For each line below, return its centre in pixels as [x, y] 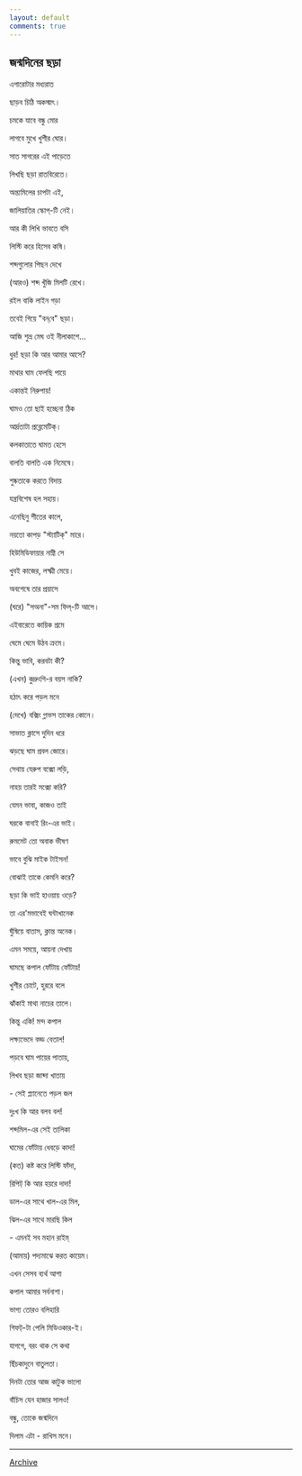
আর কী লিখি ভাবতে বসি [39, 228]
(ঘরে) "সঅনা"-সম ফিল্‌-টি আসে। [55, 607]
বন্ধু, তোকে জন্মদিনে [34, 1418]
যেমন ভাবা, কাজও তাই [38, 805]
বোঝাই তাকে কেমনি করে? [42, 877]
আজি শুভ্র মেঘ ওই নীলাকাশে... [48, 337]
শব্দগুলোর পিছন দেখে [36, 264]
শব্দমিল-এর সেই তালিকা [40, 1130]
